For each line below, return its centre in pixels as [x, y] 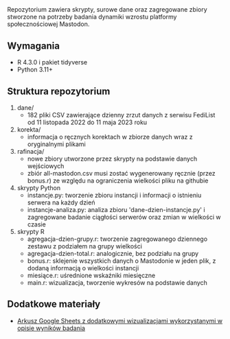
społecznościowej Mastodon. [48, 24]
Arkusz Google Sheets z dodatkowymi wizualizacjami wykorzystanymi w [120, 320]
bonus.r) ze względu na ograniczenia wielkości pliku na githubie [118, 180]
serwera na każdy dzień [61, 202]
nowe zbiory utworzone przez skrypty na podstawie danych [112, 159]
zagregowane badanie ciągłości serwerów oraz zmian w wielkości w [124, 217]
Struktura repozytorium [59, 91]
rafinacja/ [31, 152]
